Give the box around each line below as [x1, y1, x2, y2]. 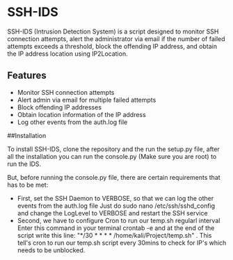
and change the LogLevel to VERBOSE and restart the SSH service [17, 208, 208, 217]
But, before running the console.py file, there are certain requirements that [7, 173, 220, 181]
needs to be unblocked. [17, 245, 86, 254]
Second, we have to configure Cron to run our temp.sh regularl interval [17, 216, 220, 224]
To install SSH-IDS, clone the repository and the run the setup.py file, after [7, 144, 220, 153]
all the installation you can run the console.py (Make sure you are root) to [7, 152, 217, 160]
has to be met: [7, 181, 49, 189]
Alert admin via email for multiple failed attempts [17, 95, 156, 104]
